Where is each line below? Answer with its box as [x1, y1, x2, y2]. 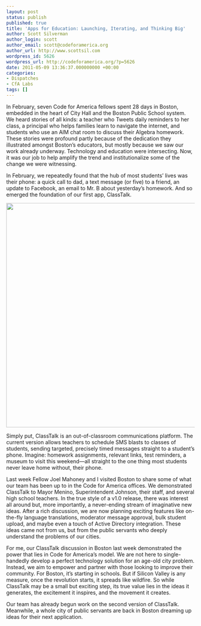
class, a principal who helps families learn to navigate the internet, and [6, 122, 180, 129]
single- [163, 551, 181, 558]
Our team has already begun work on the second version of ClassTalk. [6, 600, 179, 607]
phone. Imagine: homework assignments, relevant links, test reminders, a [6, 451, 187, 458]
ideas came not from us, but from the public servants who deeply [6, 526, 167, 533]
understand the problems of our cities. [6, 533, 101, 540]
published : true [6, 20, 47, 26]
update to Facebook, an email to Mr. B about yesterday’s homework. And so [6, 184, 193, 192]
